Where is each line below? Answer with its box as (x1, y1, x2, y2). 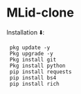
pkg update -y (9, 44, 51, 51)
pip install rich (9, 80, 60, 87)
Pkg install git (9, 56, 57, 63)
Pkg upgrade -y (9, 50, 53, 57)
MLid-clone (6, 5, 74, 21)
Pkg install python (9, 62, 66, 69)
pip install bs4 (9, 74, 57, 81)
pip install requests (9, 68, 72, 75)
